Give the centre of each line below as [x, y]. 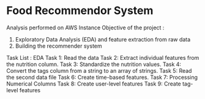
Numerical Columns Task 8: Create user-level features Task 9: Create [94, 84]
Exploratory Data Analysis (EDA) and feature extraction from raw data [103, 39]
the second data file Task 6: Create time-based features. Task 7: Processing [102, 77]
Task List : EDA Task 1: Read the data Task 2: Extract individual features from [103, 57]
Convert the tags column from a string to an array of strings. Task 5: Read [99, 70]
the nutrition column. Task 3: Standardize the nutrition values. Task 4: [94, 64]
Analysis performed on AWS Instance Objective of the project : [85, 28]
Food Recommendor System [80, 11]
